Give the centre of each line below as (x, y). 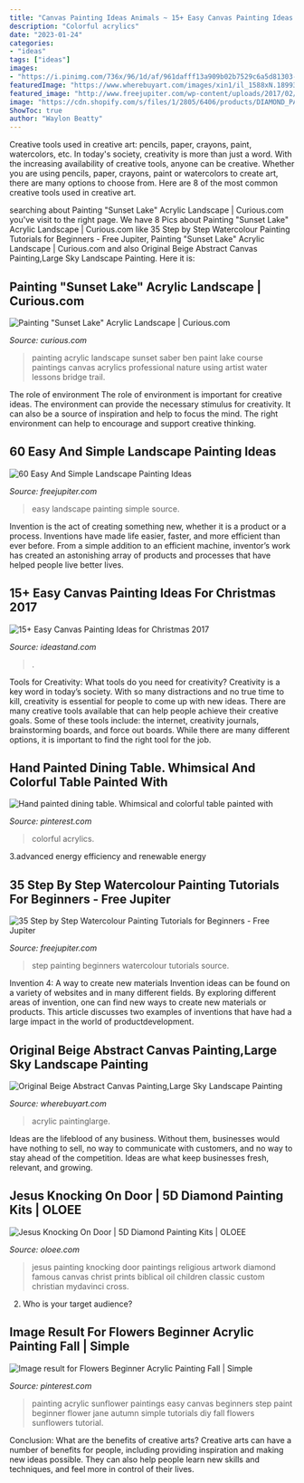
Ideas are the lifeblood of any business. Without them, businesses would (145, 1139)
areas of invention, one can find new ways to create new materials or (138, 1002)
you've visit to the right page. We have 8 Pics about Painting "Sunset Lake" (149, 220)
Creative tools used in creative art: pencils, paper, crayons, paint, (130, 145)
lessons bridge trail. (68, 377)
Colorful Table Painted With (89, 782)
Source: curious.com (48, 340)
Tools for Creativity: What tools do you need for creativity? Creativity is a (145, 682)
